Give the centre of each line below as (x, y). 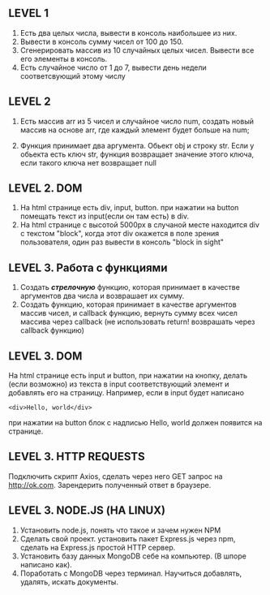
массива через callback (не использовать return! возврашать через (137, 322)
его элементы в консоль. (64, 58)
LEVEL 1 (28, 13)
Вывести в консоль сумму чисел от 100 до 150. (102, 41)
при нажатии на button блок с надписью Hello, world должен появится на (135, 423)
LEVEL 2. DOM (45, 189)
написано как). (46, 564)
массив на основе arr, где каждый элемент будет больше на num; (135, 130)
